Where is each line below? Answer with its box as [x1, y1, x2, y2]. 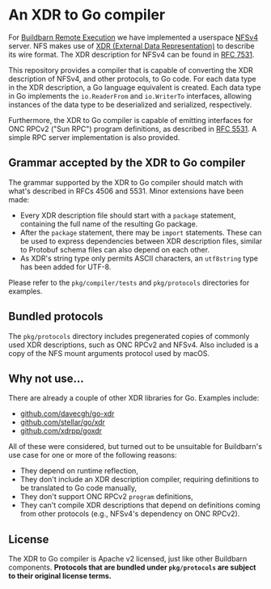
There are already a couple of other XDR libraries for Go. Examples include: [8, 393, 260, 403]
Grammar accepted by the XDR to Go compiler [8, 156, 246, 170]
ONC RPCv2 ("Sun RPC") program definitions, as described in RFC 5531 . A [8, 124, 257, 133]
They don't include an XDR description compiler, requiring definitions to [19, 475, 259, 485]
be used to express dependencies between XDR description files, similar [19, 236, 263, 246]
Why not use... [8, 371, 85, 385]
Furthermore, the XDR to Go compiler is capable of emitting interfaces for [8, 115, 253, 125]
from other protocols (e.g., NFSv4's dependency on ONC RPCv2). [19, 509, 240, 519]
